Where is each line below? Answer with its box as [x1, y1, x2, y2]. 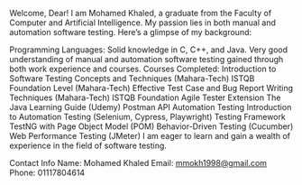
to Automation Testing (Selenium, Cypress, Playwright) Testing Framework [9, 112, 286, 122]
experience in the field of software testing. [9, 140, 167, 151]
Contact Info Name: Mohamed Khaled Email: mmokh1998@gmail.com [9, 158, 268, 168]
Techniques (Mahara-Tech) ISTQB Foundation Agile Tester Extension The [9, 92, 281, 103]
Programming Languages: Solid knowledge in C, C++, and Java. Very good [9, 44, 288, 55]
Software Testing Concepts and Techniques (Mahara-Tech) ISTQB [9, 73, 255, 84]
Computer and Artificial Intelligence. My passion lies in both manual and [9, 17, 277, 28]
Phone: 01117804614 [9, 167, 86, 178]
